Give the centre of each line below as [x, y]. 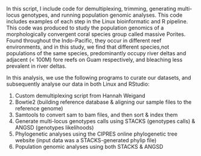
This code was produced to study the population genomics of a [85, 28]
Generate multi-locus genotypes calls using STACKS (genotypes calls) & [105, 121]
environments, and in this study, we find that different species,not [88, 47]
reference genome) [39, 108]
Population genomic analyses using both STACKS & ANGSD [89, 147]
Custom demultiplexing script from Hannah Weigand [80, 96]
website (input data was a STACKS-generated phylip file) [86, 140]
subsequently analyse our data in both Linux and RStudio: [78, 84]
